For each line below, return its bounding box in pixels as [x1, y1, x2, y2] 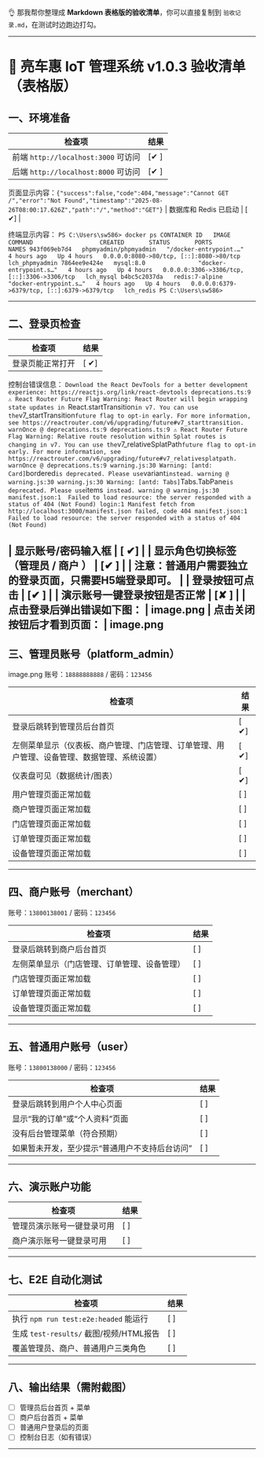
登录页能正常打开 [12, 358, 76, 369]
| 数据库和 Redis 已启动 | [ [164, 204, 248, 214]
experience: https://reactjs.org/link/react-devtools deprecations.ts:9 [8, 388, 251, 396]
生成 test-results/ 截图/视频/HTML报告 [12, 1328, 160, 1339]
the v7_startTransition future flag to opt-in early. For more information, [8, 410, 251, 420]
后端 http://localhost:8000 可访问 [12, 167, 141, 177]
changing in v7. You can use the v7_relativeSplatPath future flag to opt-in [8, 440, 256, 449]
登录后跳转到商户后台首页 [12, 944, 108, 955]
